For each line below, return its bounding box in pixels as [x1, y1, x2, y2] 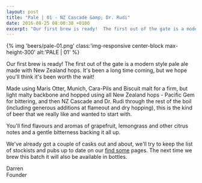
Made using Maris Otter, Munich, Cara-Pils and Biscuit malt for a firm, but [6, 85, 188, 92]
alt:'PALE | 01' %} [37, 49, 80, 56]
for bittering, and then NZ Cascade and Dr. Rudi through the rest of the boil [6, 98, 192, 105]
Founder [6, 172, 27, 179]
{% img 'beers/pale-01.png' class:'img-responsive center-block [6, 42, 164, 50]
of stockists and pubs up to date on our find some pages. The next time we [6, 147, 192, 154]
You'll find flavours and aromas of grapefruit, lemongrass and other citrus [6, 122, 188, 130]
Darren [6, 165, 23, 172]
